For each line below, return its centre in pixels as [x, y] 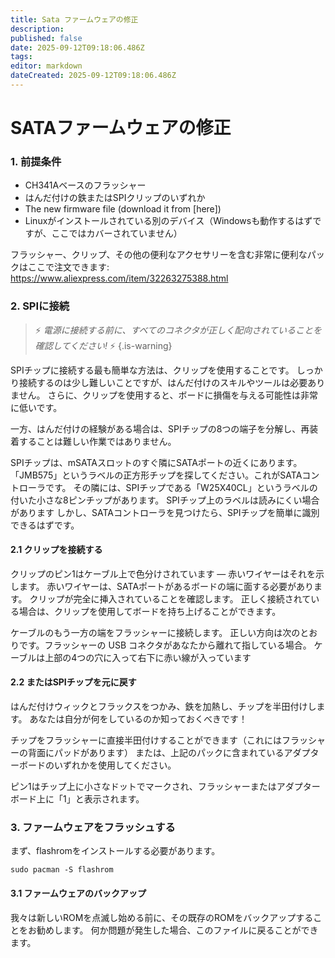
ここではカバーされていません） [117, 233]
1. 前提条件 [36, 161]
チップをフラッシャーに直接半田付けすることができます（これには [146, 740]
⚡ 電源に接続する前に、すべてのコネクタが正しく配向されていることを [178, 330]
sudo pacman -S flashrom [62, 870]
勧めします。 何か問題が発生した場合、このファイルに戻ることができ [177, 930]
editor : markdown [46, 66]
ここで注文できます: [68, 267]
